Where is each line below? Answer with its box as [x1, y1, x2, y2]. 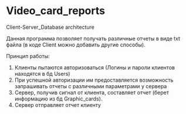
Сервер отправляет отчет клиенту [14, 101, 102, 108]
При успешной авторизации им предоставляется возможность [14, 76, 174, 83]
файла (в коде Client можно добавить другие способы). [6, 41, 146, 48]
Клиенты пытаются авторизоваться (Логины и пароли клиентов [14, 63, 175, 71]
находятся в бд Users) [14, 70, 70, 77]
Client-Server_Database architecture [6, 24, 95, 31]
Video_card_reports [6, 4, 106, 18]
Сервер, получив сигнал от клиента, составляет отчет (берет [14, 89, 169, 96]
